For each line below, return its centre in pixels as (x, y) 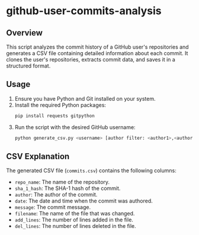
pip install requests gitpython (54, 116)
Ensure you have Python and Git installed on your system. (85, 98)
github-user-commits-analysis (84, 11)
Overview (25, 33)
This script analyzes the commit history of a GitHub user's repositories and (97, 47)
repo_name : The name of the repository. (62, 182)
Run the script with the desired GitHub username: (75, 127)
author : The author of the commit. (56, 195)
